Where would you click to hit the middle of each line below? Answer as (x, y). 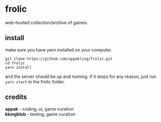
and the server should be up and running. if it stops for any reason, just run (81, 76)
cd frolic (15, 63)
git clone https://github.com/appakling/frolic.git (59, 59)
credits (16, 97)
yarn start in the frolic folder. (35, 81)
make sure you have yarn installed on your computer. (59, 49)
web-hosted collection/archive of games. (46, 23)
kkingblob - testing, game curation (40, 114)
